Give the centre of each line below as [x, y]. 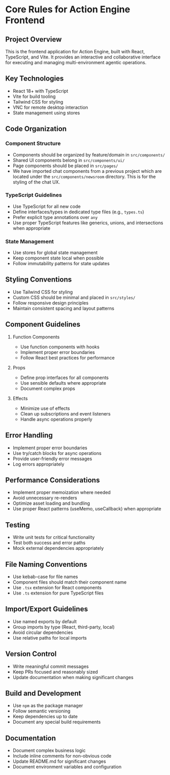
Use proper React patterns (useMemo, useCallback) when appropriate [87, 509]
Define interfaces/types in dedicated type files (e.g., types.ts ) [78, 212]
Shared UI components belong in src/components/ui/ [69, 160]
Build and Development [43, 693]
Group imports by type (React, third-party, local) [64, 627]
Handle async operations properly [56, 419]
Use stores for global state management [55, 253]
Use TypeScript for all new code [47, 206]
